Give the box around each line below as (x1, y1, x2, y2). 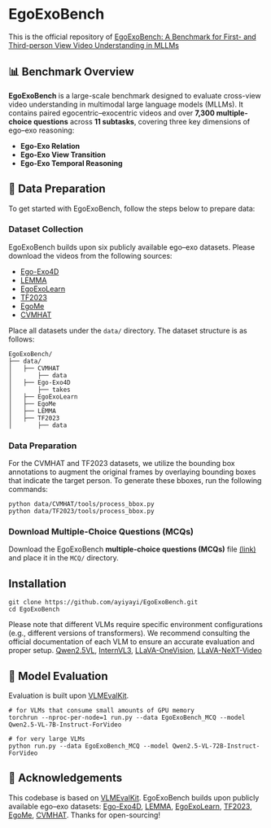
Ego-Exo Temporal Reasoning (20, 158, 124, 168)
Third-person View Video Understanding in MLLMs (8, 40, 179, 50)
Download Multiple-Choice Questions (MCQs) (8, 526, 194, 538)
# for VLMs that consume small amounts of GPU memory (8, 707, 195, 715)
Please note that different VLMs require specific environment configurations (8, 620, 263, 630)
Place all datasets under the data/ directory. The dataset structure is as (8, 325, 247, 335)
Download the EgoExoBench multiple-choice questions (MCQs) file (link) (8, 544, 256, 554)
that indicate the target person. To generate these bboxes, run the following (8, 476, 262, 486)
